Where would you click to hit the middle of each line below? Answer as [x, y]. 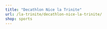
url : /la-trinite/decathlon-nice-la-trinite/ [54, 14]
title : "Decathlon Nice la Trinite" [43, 10]
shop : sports [19, 19]
